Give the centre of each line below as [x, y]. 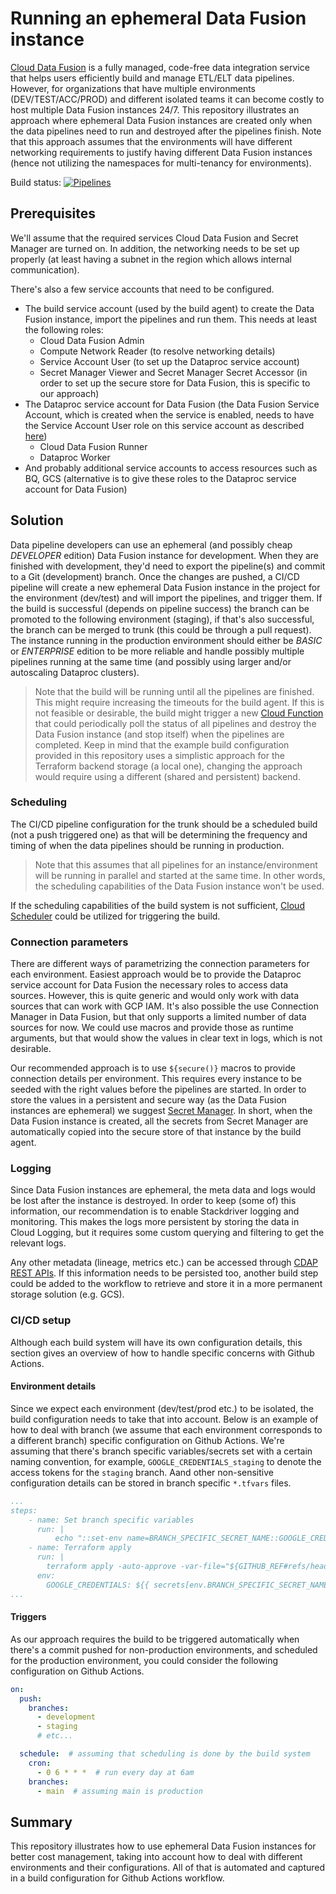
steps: [24, 1510]
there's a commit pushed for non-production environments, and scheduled [164, 1649]
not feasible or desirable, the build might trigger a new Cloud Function [179, 713]
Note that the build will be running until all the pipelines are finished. [174, 691]
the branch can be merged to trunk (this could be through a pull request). [161, 629]
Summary [41, 1822]
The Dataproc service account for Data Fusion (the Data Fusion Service [172, 404]
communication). [45, 269]
